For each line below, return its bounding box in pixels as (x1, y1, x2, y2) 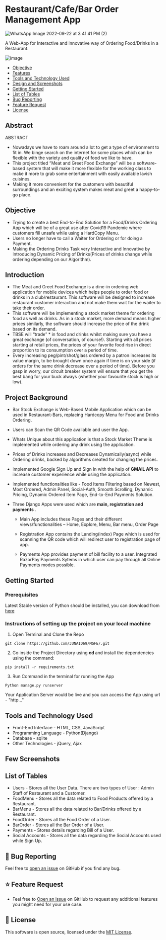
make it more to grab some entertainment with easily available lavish (12, 171, 153, 176)
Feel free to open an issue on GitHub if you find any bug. (5, 865, 121, 871)
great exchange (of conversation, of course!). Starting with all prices (12, 337, 152, 342)
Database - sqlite (12, 735, 48, 741)
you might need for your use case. (12, 901, 83, 907)
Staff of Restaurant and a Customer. (12, 790, 86, 796)
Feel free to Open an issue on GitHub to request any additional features (12, 896, 158, 902)
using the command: (12, 655, 55, 661)
